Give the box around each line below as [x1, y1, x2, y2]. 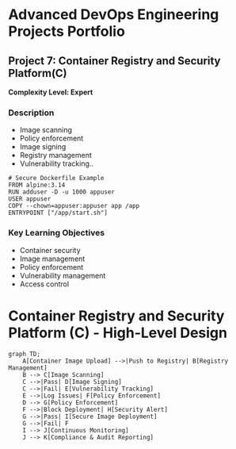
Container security [19, 245, 81, 255]
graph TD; [8, 350, 41, 358]
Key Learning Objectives [8, 228, 105, 239]
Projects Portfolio [8, 22, 125, 40]
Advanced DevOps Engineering [8, 6, 219, 24]
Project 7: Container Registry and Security [8, 54, 221, 67]
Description [8, 107, 55, 118]
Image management [19, 254, 86, 263]
